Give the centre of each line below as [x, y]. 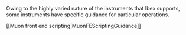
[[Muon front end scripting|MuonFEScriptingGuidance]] [74, 26]
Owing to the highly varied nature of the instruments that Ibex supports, [93, 8]
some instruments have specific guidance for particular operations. [88, 15]
